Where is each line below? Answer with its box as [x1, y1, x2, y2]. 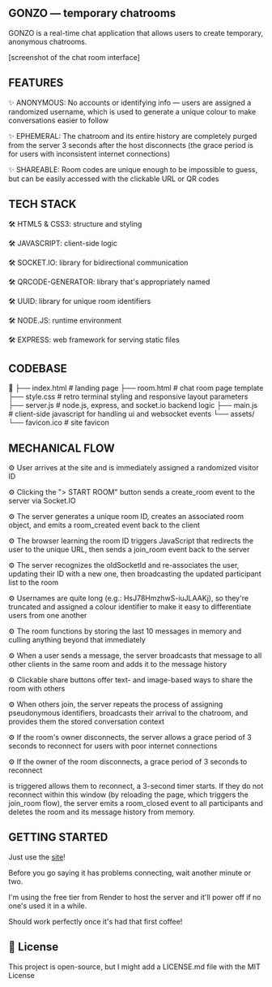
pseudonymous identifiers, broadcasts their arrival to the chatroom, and [8, 708, 249, 718]
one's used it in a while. [8, 901, 87, 911]
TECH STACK [8, 197, 77, 211]
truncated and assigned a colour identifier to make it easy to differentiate [8, 602, 252, 612]
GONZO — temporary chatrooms [8, 6, 176, 20]
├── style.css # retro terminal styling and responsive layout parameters [8, 392, 249, 401]
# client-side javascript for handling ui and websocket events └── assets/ [8, 409, 255, 419]
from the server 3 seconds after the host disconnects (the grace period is [8, 140, 253, 149]
